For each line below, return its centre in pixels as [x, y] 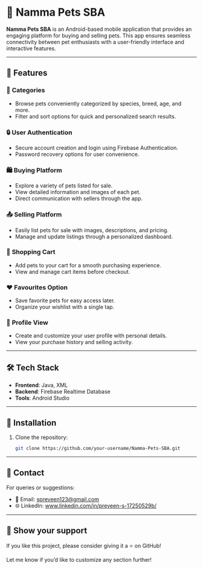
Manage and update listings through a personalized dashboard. [94, 236]
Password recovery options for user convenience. [77, 154]
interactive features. [31, 48]
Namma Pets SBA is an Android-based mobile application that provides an [99, 29]
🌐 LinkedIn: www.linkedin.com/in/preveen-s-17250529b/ [86, 506]
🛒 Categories [26, 90]
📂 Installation [31, 423]
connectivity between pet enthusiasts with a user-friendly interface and [95, 42]
